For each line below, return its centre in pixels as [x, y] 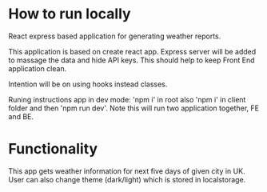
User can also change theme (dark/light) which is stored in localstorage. [127, 179]
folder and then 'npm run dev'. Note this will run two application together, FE [134, 108]
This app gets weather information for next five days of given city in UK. [127, 171]
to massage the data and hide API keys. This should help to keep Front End [132, 60]
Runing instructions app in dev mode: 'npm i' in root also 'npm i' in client [127, 99]
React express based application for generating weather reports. [115, 36]
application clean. [38, 68]
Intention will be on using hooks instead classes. [88, 84]
